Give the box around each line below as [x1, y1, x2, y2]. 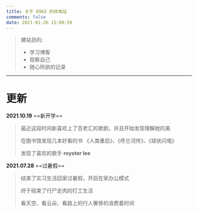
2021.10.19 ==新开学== [6, 112, 63, 119]
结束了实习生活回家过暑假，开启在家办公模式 [20, 174, 130, 182]
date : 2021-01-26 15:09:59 [6, 19, 72, 25]
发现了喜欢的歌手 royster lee [20, 150, 91, 157]
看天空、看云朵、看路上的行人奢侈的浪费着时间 [20, 200, 134, 207]
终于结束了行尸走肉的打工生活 [20, 187, 93, 194]
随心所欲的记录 [29, 63, 66, 70]
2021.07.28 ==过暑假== [6, 162, 65, 169]
